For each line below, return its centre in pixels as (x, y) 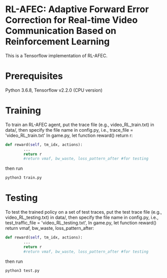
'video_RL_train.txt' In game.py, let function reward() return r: (69, 135)
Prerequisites (34, 76)
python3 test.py (22, 270)
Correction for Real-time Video (72, 20)
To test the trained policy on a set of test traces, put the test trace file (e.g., (84, 212)
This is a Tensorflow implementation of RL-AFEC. (56, 55)
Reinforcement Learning (58, 42)
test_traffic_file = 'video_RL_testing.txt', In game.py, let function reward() (81, 223)
